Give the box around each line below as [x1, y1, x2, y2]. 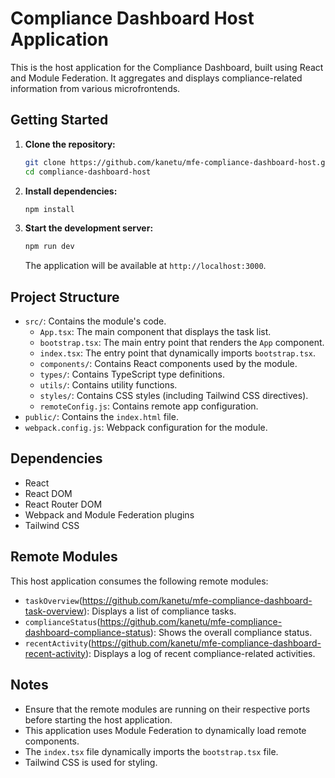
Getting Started [10, 112, 109, 129]
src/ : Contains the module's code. [24, 315, 167, 327]
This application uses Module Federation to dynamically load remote [24, 724, 307, 736]
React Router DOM [24, 498, 103, 510]
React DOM [24, 487, 73, 499]
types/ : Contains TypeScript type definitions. [39, 368, 225, 381]
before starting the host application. [24, 713, 173, 726]
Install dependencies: [24, 185, 118, 197]
